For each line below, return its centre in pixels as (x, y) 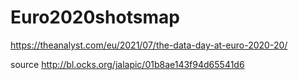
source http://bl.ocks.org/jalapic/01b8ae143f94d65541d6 (127, 64)
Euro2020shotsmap (95, 17)
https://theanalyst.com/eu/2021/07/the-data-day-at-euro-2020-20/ (149, 45)
